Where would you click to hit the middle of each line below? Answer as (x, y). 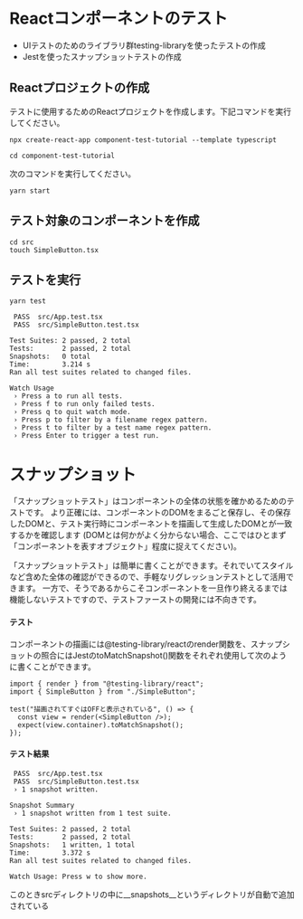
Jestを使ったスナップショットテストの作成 (102, 56)
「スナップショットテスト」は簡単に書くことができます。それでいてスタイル (151, 565)
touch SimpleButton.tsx (54, 250)
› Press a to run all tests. (68, 396)
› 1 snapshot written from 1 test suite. (92, 813)
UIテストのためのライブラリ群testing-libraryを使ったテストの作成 (144, 45)
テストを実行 (45, 280)
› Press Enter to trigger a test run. (86, 436)
